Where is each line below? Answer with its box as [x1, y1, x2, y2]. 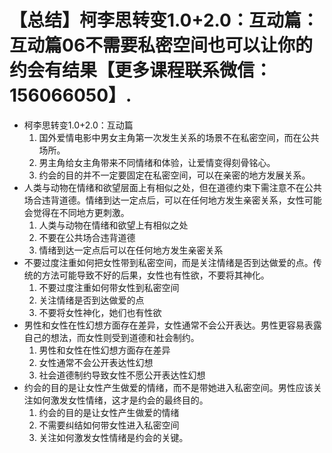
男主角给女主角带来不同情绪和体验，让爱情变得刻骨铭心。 [38, 156, 276, 168]
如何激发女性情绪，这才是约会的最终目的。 [32, 394, 209, 406]
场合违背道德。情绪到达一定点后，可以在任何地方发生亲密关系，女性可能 [23, 194, 322, 206]
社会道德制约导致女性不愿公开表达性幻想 [38, 369, 206, 381]
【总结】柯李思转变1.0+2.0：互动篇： [9, 9, 319, 32]
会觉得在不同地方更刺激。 [23, 206, 130, 218]
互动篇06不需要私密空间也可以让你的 [9, 34, 314, 57]
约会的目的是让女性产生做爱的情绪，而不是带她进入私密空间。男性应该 [23, 381, 314, 393]
